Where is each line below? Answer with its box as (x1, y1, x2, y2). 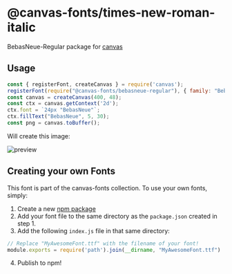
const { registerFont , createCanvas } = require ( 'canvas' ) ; (7, 81, 184, 88)
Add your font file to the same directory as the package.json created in (17, 212, 217, 220)
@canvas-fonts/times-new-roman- (7, 5, 215, 21)
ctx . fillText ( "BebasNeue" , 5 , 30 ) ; (7, 113, 110, 120)
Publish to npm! (17, 259, 62, 267)
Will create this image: (7, 131, 70, 140)
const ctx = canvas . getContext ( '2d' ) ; (7, 100, 119, 107)
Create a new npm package (17, 204, 97, 212)
